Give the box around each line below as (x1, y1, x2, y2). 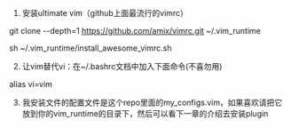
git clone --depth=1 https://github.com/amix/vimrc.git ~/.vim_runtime (9, 26, 262, 36)
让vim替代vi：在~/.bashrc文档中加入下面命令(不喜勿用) (21, 61, 223, 71)
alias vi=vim (9, 79, 53, 89)
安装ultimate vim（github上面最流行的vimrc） (21, 8, 189, 18)
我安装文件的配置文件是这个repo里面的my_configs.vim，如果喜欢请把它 (21, 97, 282, 108)
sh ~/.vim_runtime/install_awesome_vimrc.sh (9, 43, 172, 53)
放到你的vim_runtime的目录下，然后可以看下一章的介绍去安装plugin (21, 108, 269, 118)
